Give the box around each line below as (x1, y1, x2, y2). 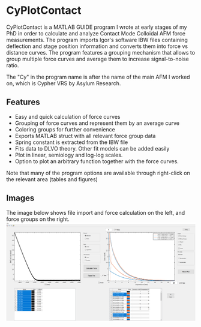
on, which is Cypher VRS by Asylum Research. (6, 79, 121, 87)
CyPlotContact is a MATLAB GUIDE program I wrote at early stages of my (6, 23, 187, 31)
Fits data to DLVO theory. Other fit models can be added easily (14, 145, 170, 152)
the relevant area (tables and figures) (6, 175, 98, 183)
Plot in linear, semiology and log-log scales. (14, 151, 123, 158)
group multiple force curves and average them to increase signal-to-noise (6, 55, 189, 62)
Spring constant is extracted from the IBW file (14, 139, 128, 146)
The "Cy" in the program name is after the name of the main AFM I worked (6, 73, 190, 80)
